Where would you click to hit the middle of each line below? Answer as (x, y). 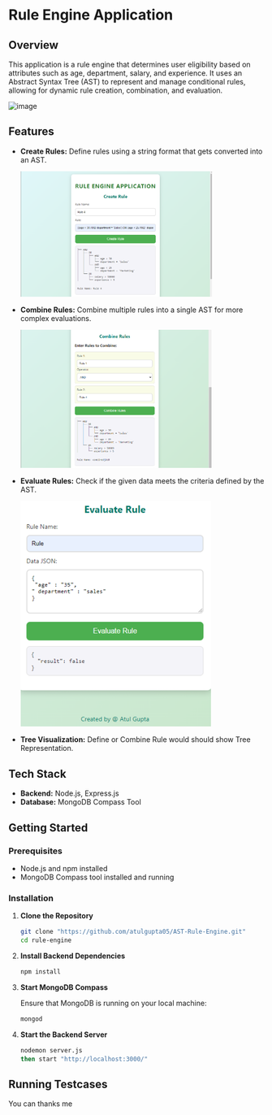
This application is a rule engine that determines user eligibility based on (130, 64)
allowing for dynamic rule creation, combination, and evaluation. (116, 90)
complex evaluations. (56, 318)
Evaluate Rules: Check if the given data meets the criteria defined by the (142, 480)
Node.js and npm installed (64, 868)
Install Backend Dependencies (73, 956)
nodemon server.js (51, 1050)
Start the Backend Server (64, 1035)
